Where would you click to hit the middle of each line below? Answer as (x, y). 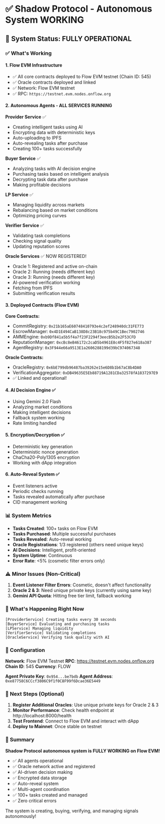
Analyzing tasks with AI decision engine (54, 169)
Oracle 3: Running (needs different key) (54, 277)
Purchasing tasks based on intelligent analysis (61, 174)
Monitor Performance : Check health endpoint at (63, 710)
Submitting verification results (44, 293)
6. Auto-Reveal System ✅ (32, 474)
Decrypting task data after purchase (50, 179)
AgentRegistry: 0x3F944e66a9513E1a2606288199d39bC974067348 (76, 348)
